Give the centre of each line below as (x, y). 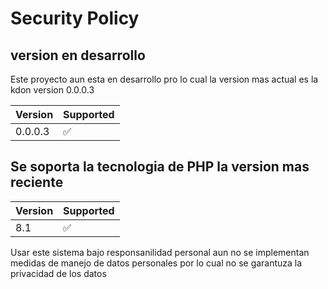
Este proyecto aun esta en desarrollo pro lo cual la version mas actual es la (164, 79)
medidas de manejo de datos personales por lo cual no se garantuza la (156, 263)
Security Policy (75, 18)
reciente (37, 182)
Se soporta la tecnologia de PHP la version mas (160, 167)
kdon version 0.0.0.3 (52, 90)
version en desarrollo (78, 55)
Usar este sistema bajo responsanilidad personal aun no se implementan (160, 252)
